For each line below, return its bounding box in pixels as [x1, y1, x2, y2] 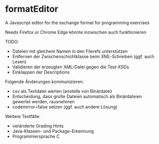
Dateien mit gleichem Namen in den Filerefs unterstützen [12, 48, 128, 54]
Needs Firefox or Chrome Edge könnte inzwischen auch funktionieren [5, 29, 147, 35]
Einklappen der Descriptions [12, 69, 70, 75]
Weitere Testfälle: [5, 113, 40, 119]
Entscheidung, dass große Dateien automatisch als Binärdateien [12, 93, 142, 99]
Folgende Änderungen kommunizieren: [5, 79, 84, 85]
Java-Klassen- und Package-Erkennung [12, 128, 94, 134]
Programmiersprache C [12, 133, 60, 139]
